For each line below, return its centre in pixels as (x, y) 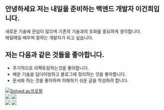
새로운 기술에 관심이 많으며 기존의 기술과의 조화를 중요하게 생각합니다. (73, 31)
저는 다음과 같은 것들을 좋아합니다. (55, 55)
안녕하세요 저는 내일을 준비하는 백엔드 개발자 (69, 9)
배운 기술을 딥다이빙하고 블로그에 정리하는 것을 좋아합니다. (69, 74)
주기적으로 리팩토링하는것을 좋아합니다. (50, 68)
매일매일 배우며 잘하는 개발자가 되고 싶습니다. (49, 37)
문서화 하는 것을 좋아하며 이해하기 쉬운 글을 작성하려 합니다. (70, 80)
